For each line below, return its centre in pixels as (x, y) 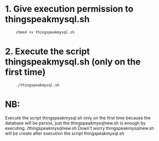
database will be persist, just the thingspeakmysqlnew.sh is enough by (75, 123)
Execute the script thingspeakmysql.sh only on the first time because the (78, 118)
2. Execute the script (48, 52)
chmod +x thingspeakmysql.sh (45, 32)
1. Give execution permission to (69, 9)
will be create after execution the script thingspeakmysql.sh (65, 133)
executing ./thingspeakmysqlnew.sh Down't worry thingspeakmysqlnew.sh (79, 128)
